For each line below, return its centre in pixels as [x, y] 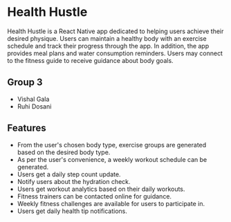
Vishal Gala [33, 99]
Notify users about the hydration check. [74, 181]
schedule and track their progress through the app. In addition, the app [108, 46]
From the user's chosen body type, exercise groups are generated [112, 145]
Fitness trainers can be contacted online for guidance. [94, 196]
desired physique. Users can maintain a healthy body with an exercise [107, 38]
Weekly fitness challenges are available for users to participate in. [111, 203]
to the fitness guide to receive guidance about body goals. [91, 60]
